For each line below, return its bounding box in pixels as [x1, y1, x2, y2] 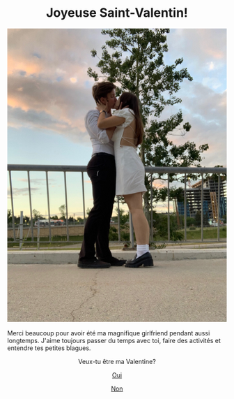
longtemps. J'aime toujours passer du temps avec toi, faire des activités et [7, 336, 221, 344]
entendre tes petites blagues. [7, 344, 91, 352]
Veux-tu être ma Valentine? [77, 357, 157, 365]
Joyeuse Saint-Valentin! [46, 5, 188, 21]
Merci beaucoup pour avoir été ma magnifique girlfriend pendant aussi [7, 328, 210, 337]
